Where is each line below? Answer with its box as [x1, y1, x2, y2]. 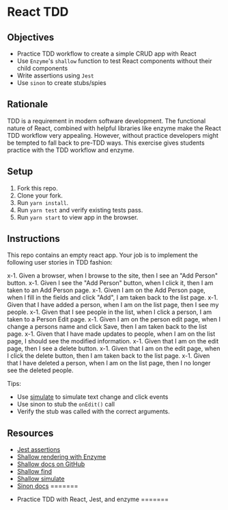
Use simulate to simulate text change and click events [16, 393, 169, 401]
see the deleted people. [7, 366, 74, 374]
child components [16, 64, 68, 72]
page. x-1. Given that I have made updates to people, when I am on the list [7, 330, 216, 338]
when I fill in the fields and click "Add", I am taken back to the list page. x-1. [7, 293, 218, 302]
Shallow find [16, 467, 53, 476]
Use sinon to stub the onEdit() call [16, 400, 115, 409]
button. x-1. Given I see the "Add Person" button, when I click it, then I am [7, 279, 214, 287]
